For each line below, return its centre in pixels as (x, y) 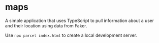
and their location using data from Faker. (46, 25)
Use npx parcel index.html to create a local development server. (71, 35)
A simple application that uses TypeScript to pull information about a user (79, 21)
